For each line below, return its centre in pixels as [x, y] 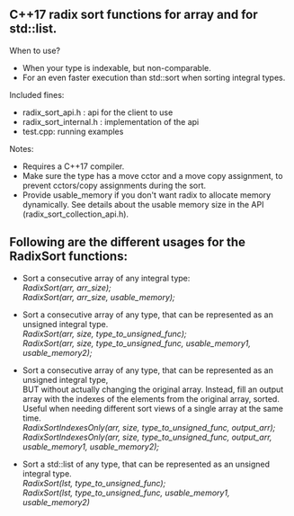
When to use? [35, 50]
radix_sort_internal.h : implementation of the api [111, 121]
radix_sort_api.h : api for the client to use [98, 112]
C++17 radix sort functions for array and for [134, 15]
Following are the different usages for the [127, 242]
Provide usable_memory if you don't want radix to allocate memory [147, 195]
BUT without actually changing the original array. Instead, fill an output [153, 389]
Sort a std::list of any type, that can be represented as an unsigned [146, 464]
